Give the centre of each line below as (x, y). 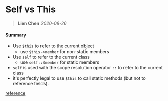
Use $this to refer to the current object (53, 46)
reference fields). (31, 84)
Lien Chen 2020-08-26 (42, 23)
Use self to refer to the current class (51, 57)
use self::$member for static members (60, 62)
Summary (16, 35)
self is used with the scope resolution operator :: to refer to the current (88, 68)
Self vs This (30, 9)
